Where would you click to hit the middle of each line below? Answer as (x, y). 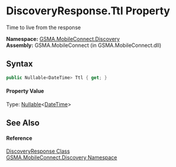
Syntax (20, 64)
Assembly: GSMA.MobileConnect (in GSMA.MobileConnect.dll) (84, 45)
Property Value (25, 91)
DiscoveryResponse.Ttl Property (88, 11)
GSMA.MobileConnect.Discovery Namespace (62, 157)
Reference (19, 138)
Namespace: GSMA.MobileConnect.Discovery (63, 39)
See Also (23, 123)
